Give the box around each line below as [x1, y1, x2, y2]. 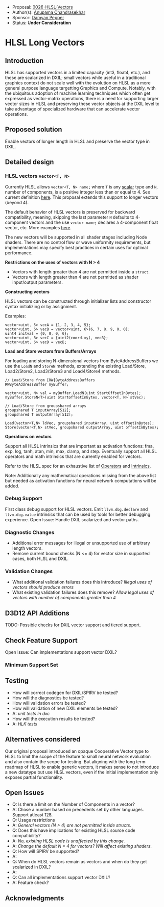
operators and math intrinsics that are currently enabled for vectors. [5, 453, 142, 459]
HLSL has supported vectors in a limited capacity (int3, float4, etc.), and [5, 70, 150, 75]
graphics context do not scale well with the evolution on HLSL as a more [5, 80, 151, 85]
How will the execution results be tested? [12, 716, 95, 721]
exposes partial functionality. [5, 774, 64, 780]
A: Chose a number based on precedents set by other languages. [12, 807, 144, 813]
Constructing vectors [5, 289, 50, 294]
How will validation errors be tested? [12, 700, 86, 706]
